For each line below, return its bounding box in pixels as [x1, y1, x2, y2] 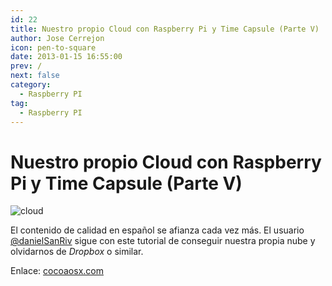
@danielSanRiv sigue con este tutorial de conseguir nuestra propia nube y [10, 235, 316, 247]
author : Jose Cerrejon [10, 33, 105, 43]
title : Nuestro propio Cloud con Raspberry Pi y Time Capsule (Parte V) [10, 24, 320, 34]
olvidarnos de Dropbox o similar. [10, 246, 144, 258]
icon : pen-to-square [10, 42, 97, 53]
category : [10, 80, 52, 90]
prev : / [10, 61, 43, 71]
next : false [10, 71, 60, 81]
